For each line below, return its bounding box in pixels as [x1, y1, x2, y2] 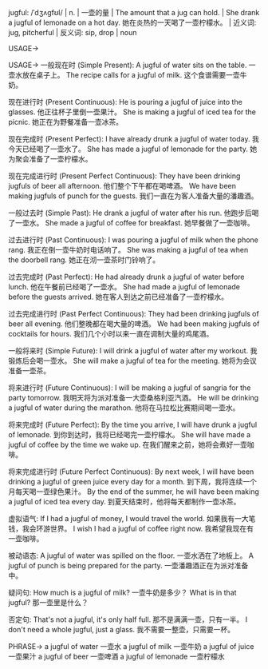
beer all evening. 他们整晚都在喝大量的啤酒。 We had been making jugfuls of [8, 319, 260, 329]
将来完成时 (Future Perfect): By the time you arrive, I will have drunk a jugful [8, 420, 258, 429]
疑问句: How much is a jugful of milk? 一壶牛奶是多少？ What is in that [8, 587, 237, 597]
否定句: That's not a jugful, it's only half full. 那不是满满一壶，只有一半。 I [8, 615, 248, 624]
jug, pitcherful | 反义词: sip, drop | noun [8, 28, 137, 37]
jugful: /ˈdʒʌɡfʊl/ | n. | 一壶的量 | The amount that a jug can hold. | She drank [8, 8, 260, 17]
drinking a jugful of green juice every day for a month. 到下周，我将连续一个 [8, 477, 258, 486]
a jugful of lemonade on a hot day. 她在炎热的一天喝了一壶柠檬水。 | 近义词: [8, 18, 257, 27]
